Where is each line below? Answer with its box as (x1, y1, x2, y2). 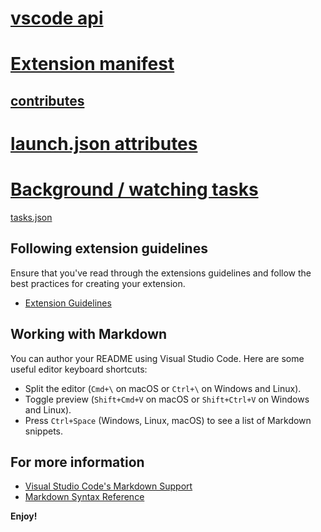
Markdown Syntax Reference (24, 491, 145, 503)
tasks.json (10, 211, 53, 223)
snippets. (24, 425, 64, 437)
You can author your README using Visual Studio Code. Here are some (10, 352, 305, 364)
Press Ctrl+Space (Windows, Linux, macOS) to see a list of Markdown (24, 414, 312, 426)
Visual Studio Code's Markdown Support (24, 480, 193, 492)
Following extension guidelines (10, 240, 208, 257)
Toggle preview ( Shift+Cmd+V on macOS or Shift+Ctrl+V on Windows (24, 393, 310, 405)
